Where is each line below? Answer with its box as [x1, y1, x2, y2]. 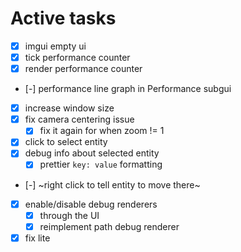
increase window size [24, 102, 115, 114]
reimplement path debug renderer [39, 220, 180, 232]
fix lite [24, 232, 51, 244]
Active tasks [10, 7, 117, 30]
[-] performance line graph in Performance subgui [24, 83, 232, 95]
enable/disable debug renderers [24, 198, 158, 210]
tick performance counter [24, 52, 131, 63]
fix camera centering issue [24, 113, 135, 126]
